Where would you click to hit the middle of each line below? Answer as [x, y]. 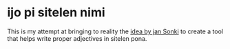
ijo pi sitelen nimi [56, 13]
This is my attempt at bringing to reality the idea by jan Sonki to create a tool [115, 31]
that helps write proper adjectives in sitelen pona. [77, 38]
